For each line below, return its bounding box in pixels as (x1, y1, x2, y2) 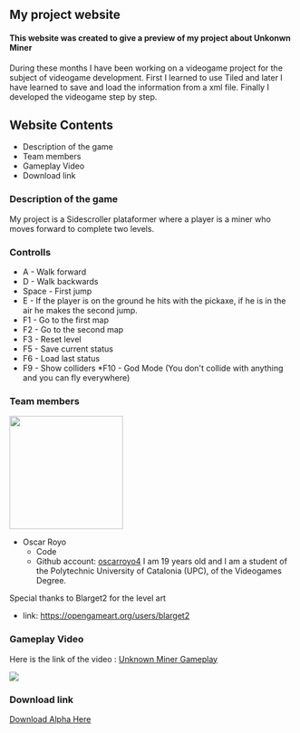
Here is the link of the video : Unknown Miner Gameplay (9, 653, 218, 664)
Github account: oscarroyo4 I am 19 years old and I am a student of (35, 556, 288, 567)
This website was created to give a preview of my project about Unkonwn (9, 32, 292, 43)
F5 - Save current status (22, 343, 113, 354)
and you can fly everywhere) (22, 372, 131, 383)
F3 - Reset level (22, 334, 82, 344)
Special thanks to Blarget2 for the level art (9, 593, 166, 603)
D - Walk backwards (22, 276, 99, 286)
